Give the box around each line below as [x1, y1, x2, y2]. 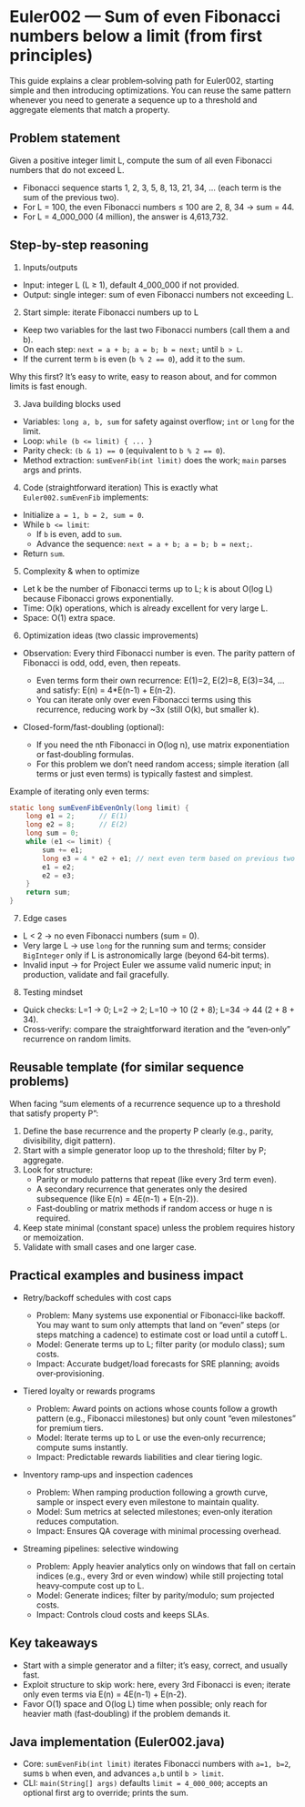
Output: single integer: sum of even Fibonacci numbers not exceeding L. [22, 289, 294, 299]
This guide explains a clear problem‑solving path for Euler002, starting [9, 75, 275, 86]
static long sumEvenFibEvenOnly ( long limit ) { [9, 803, 189, 812]
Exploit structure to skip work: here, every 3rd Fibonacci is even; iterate [22, 1679, 291, 1690]
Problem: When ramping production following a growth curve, [36, 1487, 269, 1497]
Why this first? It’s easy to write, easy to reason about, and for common [9, 371, 278, 381]
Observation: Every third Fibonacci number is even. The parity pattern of [22, 647, 296, 658]
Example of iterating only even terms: [9, 786, 150, 797]
